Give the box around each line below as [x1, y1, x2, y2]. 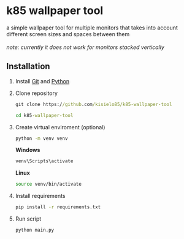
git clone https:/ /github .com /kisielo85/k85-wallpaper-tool [15, 101, 172, 107]
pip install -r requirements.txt [15, 204, 101, 210]
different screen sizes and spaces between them [6, 30, 130, 37]
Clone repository [15, 89, 58, 97]
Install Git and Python [15, 77, 70, 85]
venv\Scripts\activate [15, 158, 74, 164]
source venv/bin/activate [15, 181, 82, 188]
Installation [6, 61, 50, 72]
